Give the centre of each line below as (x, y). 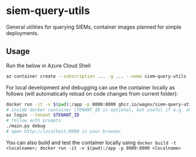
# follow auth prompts (34, 121)
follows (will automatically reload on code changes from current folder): (92, 93)
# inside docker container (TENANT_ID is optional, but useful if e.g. (95, 110)
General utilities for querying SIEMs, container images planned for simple (94, 27)
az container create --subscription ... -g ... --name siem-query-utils (96, 76)
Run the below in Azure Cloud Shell (48, 65)
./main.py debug (26, 126)
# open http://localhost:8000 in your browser (64, 131)
